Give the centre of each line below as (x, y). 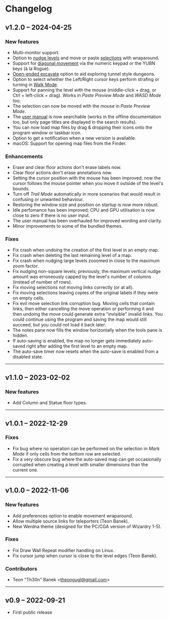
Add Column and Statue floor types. (50, 403)
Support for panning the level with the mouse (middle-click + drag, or (84, 90)
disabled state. (28, 357)
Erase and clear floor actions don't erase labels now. (67, 167)
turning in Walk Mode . (35, 84)
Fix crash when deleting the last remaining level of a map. (72, 255)
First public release (32, 612)
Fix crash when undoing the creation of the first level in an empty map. (86, 250)
